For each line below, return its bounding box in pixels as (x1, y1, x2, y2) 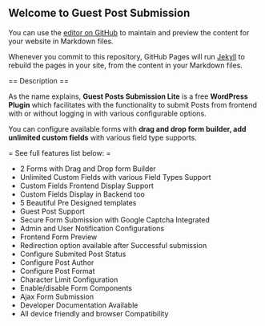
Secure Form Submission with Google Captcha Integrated (19, 214, 211, 224)
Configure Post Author (19, 257, 94, 267)
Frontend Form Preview (19, 232, 98, 242)
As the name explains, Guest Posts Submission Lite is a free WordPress (8, 92, 248, 101)
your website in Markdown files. (8, 36, 114, 46)
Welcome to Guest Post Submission (8, 6, 191, 20)
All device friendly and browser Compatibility (19, 308, 169, 318)
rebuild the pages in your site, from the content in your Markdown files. (8, 60, 243, 70)
